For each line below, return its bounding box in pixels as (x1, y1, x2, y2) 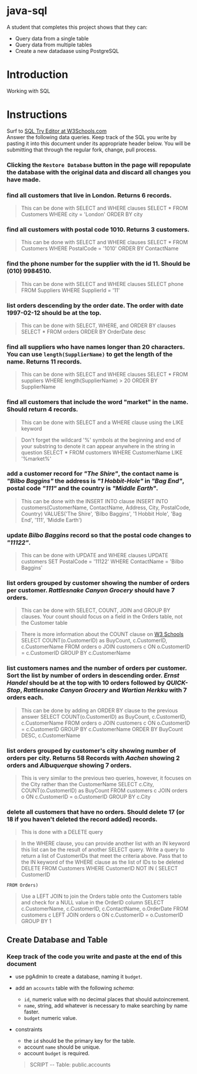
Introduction (6, 68, 69, 82)
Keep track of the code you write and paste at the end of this (6, 952, 182, 961)
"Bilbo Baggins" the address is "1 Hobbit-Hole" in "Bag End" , (6, 477, 184, 485)
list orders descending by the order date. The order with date (6, 301, 184, 309)
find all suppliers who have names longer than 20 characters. (6, 342, 185, 351)
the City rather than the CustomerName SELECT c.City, (21, 781, 154, 787)
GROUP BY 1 (21, 918, 52, 925)
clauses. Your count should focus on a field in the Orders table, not (21, 613, 183, 620)
